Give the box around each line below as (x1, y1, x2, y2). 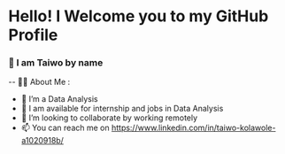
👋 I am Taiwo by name (8, 57, 104, 69)
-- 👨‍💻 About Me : (8, 77, 71, 88)
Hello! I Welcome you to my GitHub (8, 6, 269, 27)
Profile (8, 25, 58, 45)
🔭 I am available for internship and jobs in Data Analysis (20, 104, 224, 114)
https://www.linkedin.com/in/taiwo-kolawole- (111, 122, 276, 134)
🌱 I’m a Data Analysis (20, 94, 98, 104)
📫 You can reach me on (20, 122, 110, 134)
